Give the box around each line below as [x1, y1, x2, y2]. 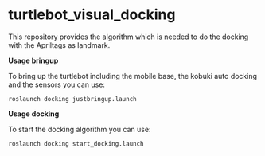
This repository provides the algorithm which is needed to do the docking [8, 32, 249, 41]
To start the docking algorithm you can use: [8, 124, 151, 134]
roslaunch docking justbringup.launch [8, 95, 137, 103]
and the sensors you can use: [8, 80, 106, 89]
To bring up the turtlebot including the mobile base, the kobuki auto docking [8, 71, 257, 80]
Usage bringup [8, 56, 59, 65]
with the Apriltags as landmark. [8, 40, 111, 49]
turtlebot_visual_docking [8, 6, 176, 24]
